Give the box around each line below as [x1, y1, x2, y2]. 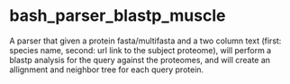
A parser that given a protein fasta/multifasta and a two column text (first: [9, 35, 282, 46]
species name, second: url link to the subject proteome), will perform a [9, 44, 272, 55]
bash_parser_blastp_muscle [9, 5, 226, 26]
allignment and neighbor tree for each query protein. [9, 64, 204, 75]
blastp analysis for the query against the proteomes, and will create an [9, 54, 271, 65]
